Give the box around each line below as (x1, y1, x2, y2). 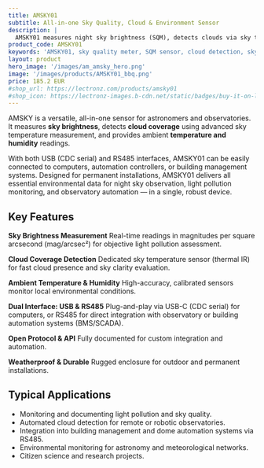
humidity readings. (8, 138, 71, 148)
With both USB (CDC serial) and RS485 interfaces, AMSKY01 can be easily (8, 154, 250, 164)
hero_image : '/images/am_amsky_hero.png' (8, 63, 146, 71)
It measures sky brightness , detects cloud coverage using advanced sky (8, 122, 247, 131)
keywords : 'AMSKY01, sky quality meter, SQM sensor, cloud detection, (8, 48, 244, 56)
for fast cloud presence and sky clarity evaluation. (8, 263, 170, 272)
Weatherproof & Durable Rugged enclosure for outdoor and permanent (8, 357, 240, 367)
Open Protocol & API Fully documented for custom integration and (8, 333, 223, 343)
